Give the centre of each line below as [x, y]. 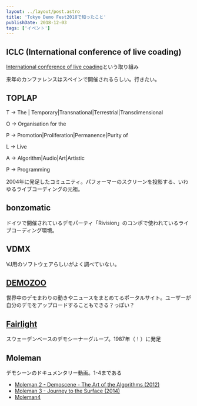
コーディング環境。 [34, 230]
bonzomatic [29, 208]
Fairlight [22, 324]
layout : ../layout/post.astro [43, 11]
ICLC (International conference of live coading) [94, 52]
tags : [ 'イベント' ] [28, 28]
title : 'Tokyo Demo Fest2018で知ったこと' [56, 17]
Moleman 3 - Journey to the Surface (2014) [67, 391]
